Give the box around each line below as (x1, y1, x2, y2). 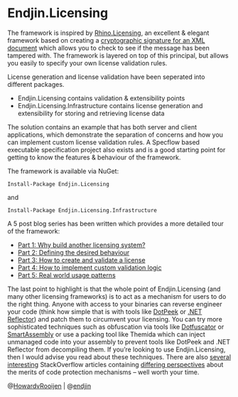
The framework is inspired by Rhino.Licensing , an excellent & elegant (7, 28, 210, 37)
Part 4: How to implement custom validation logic (17, 263, 162, 272)
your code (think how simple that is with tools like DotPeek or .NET (7, 307, 202, 316)
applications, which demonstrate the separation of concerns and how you (7, 130, 224, 139)
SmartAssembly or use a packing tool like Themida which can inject (7, 329, 206, 339)
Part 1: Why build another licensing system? (17, 240, 146, 249)
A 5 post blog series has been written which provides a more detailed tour (7, 219, 224, 228)
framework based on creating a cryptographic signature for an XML (7, 36, 205, 44)
